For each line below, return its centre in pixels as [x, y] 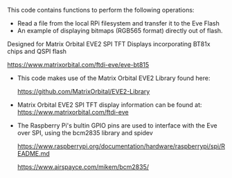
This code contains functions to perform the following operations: [101, 10]
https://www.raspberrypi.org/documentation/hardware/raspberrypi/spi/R [121, 146]
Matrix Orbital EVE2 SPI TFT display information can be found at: [109, 105]
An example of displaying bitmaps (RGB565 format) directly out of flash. [120, 31]
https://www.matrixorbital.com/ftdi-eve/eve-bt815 [78, 65]
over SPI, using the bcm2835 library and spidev [85, 133]
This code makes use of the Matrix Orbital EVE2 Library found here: [114, 78]
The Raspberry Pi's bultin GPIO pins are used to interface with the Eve [117, 126]
